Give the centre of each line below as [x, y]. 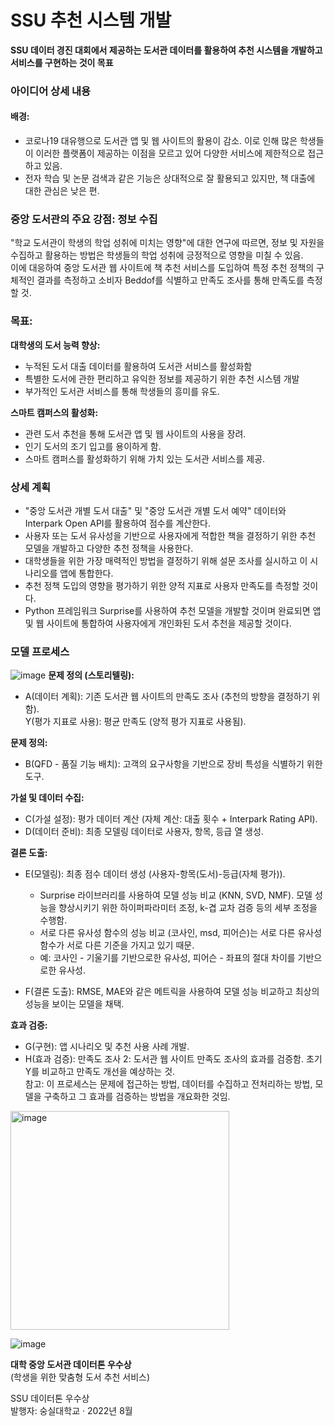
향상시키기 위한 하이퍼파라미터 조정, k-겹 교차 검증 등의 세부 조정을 [188, 908]
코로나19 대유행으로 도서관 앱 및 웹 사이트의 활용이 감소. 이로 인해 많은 [161, 141]
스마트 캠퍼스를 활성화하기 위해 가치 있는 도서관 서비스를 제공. [145, 458]
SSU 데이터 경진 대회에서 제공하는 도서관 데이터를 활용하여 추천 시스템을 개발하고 [166, 50]
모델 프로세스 [40, 651]
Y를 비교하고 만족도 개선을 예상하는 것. [100, 1072]
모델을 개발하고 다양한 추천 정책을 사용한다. [109, 548]
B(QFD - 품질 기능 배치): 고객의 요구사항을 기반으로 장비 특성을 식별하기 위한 [173, 764]
